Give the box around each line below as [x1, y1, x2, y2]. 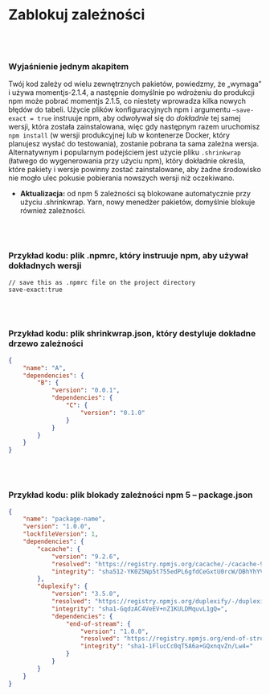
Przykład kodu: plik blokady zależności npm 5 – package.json [8, 489, 253, 500]
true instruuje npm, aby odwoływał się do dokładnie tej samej [37, 113, 241, 123]
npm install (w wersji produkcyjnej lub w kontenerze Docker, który [8, 130, 231, 140]
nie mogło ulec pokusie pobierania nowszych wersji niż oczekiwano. [8, 173, 235, 183]
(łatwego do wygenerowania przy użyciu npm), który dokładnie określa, [8, 156, 246, 166]
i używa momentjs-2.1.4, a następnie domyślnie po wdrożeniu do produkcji [8, 88, 255, 97]
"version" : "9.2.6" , [51, 553, 121, 561]
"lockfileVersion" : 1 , [22, 530, 99, 538]
